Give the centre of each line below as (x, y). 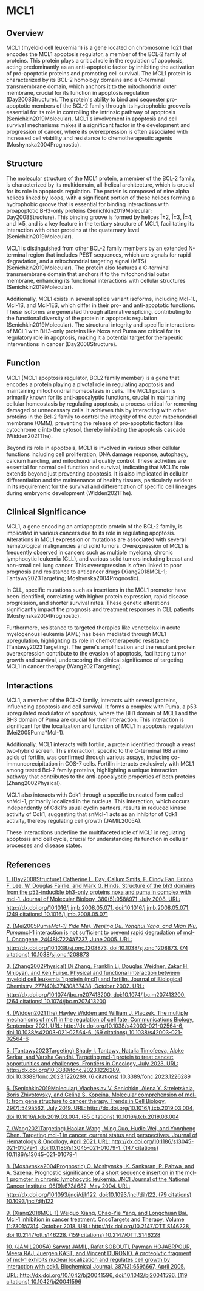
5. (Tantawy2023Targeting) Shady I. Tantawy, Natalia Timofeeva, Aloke (95, 1051)
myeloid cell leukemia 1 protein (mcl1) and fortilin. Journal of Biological (94, 979)
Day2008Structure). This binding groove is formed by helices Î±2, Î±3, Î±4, (100, 217)
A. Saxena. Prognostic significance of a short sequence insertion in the (95, 1173)
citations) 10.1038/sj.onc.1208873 (48, 955)
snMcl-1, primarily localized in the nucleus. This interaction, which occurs (98, 801)
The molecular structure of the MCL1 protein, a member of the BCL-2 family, (101, 178)
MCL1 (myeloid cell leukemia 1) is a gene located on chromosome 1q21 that (100, 47)
